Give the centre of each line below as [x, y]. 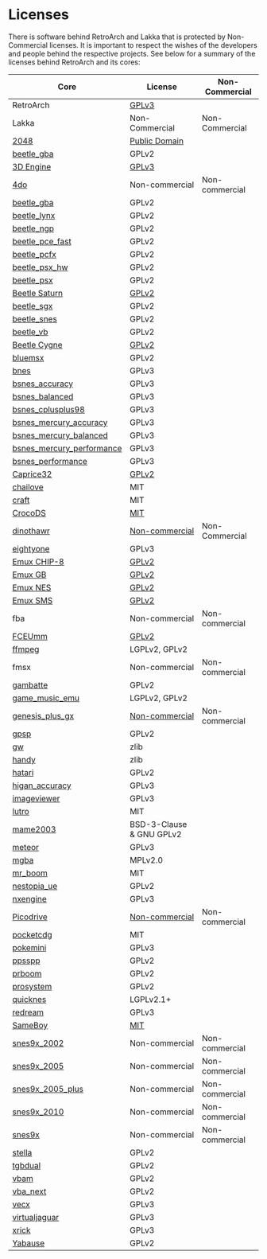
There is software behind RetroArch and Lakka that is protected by [117, 37]
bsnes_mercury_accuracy [60, 422]
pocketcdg [33, 934]
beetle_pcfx [35, 254]
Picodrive [30, 917]
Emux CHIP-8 [39, 561]
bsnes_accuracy [43, 384]
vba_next [29, 1191]
